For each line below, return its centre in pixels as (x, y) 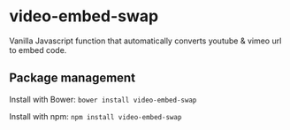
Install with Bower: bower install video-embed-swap (103, 99)
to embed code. (38, 50)
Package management (72, 78)
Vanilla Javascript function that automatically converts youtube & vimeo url (145, 41)
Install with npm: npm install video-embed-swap (95, 116)
